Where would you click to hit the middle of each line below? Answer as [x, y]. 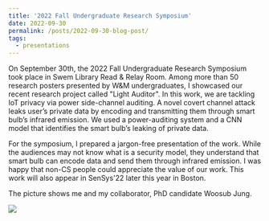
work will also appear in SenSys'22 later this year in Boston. [107, 178]
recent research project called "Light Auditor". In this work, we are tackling [132, 94]
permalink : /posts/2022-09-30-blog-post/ [79, 31]
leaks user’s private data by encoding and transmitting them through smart [132, 111]
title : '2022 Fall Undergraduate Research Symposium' [100, 16]
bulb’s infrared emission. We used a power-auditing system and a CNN [125, 120]
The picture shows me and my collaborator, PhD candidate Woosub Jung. [130, 194]
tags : [17, 38]
